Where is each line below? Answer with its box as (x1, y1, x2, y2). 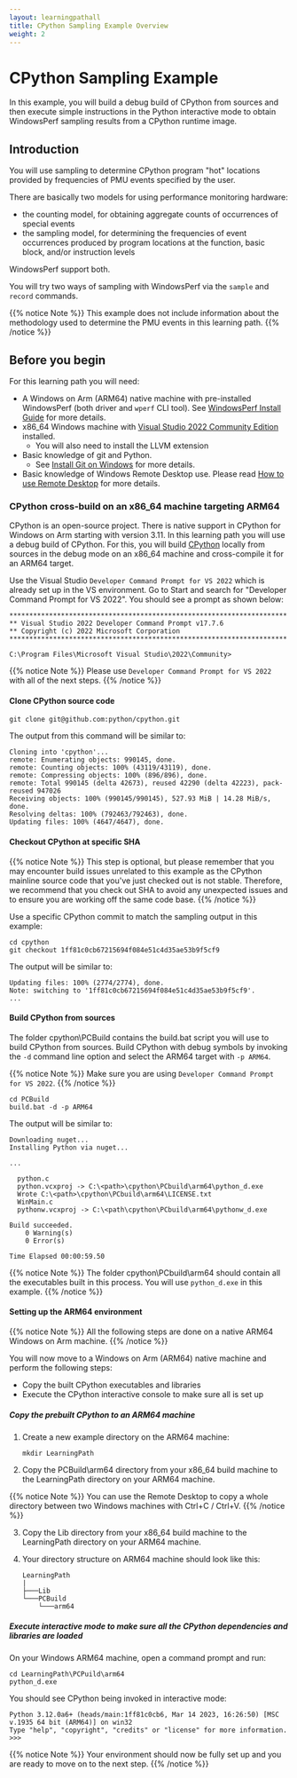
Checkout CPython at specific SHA (9, 836, 141, 848)
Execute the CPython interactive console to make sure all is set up (21, 1389, 264, 1400)
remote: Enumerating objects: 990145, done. (9, 755, 176, 764)
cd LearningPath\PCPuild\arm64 (9, 1670, 125, 1679)
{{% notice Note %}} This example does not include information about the (9, 308, 279, 319)
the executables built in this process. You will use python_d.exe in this (9, 1276, 263, 1287)
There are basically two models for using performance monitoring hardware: (9, 192, 288, 202)
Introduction (9, 141, 80, 156)
